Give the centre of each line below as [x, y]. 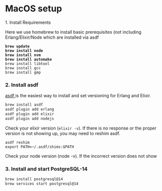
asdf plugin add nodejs [30, 119]
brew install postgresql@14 [34, 179]
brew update [17, 46]
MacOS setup [34, 9]
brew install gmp [23, 72]
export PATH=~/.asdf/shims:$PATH [40, 147]
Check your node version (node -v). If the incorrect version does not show [81, 156]
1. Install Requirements [28, 22]
